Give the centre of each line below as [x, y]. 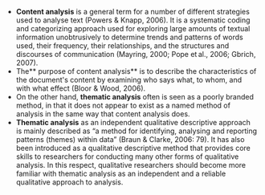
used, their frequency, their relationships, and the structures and [122, 46]
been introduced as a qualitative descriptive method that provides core [133, 148]
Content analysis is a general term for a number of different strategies [133, 12]
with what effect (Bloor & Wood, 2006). [81, 88]
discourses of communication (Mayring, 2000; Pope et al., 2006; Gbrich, [136, 54]
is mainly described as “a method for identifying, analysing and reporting [137, 131]
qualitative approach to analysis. [69, 182]
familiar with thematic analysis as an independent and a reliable [121, 173]
